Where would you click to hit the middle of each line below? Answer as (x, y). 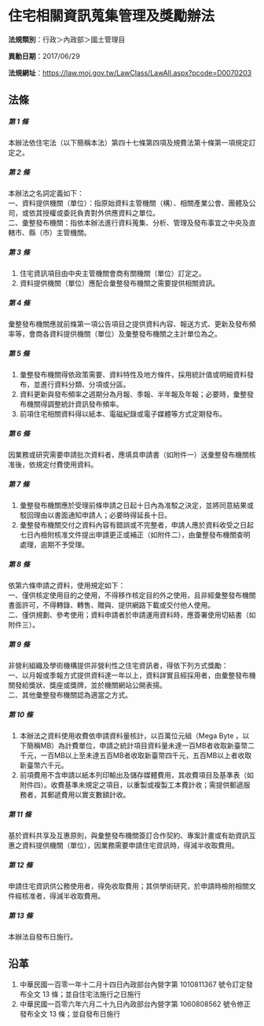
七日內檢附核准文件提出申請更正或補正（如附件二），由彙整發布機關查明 (135, 535)
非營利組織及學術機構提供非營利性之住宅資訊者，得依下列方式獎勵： (118, 666)
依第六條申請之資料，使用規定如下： (67, 586)
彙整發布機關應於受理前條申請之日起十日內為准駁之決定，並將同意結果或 (136, 506)
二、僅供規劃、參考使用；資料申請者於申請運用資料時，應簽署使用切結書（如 (132, 615)
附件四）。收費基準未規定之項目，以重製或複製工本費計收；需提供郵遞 (131, 785)
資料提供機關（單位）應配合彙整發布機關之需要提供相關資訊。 (119, 283)
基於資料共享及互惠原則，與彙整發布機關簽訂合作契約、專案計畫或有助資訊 (128, 835)
